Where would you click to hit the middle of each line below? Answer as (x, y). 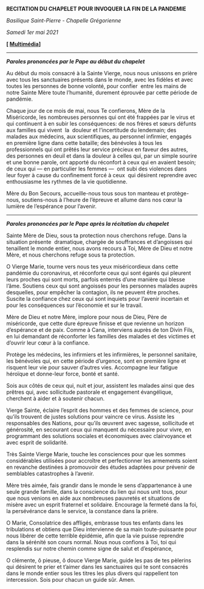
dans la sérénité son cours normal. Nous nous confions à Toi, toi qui (91, 542)
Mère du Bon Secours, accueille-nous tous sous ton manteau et (86, 193)
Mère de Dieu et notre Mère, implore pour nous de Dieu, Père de (87, 317)
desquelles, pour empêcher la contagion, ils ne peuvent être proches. (93, 292)
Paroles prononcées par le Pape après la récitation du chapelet (88, 224)
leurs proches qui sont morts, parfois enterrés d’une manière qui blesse (96, 279)
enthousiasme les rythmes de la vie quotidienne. (67, 182)
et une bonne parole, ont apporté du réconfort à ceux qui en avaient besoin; (101, 162)
